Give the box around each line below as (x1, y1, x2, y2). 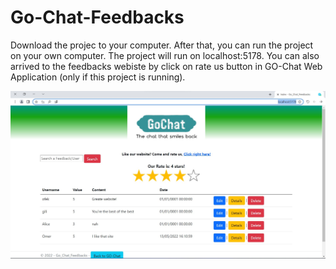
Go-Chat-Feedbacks (10, 6, 185, 29)
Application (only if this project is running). (10, 71, 186, 83)
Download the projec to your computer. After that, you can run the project (10, 39, 314, 51)
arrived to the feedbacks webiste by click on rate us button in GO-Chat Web (10, 60, 323, 72)
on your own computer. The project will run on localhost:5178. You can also (10, 49, 320, 61)
